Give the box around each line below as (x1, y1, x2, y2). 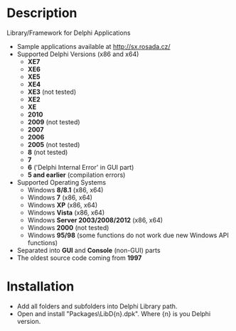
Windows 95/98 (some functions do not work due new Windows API (27, 231, 229, 239)
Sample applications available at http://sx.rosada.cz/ (16, 42, 171, 50)
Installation (6, 278, 75, 295)
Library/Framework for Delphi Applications (6, 28, 131, 37)
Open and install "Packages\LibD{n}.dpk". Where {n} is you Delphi (16, 309, 211, 318)
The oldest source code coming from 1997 (16, 254, 142, 262)
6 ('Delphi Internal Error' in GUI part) (27, 163, 134, 171)
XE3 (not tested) (27, 87, 76, 96)
